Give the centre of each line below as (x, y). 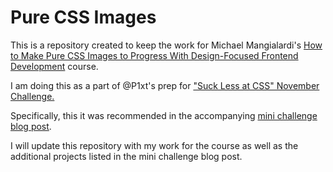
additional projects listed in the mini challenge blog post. (126, 156)
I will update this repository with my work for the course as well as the (154, 145)
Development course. (54, 66)
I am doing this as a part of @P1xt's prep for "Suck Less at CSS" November (165, 85)
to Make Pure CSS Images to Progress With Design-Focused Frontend (154, 55)
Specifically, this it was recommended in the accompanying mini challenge (164, 115)
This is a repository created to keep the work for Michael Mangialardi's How (166, 45)
